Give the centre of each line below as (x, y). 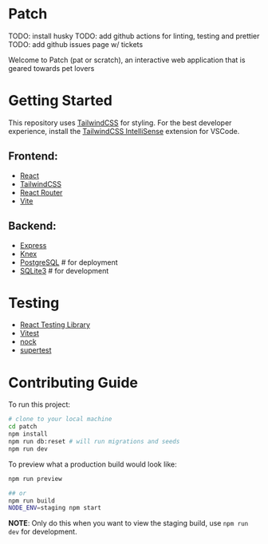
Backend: (32, 226)
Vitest (30, 333)
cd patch (23, 427)
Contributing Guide (73, 382)
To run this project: (39, 404)
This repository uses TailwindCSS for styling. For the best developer (120, 122)
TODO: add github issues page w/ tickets (76, 44)
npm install (28, 434)
